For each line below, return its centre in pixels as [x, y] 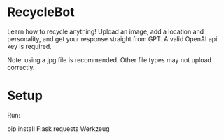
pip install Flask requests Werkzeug [58, 128]
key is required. [30, 46]
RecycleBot [41, 12]
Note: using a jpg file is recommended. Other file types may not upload [110, 59]
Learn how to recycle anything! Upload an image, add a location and [106, 31]
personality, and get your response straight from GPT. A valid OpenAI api [112, 38]
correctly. [21, 67]
